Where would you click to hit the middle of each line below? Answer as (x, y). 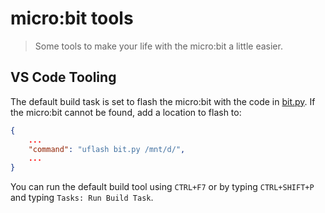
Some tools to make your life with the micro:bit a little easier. (158, 46)
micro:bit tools (72, 18)
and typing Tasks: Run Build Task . (82, 198)
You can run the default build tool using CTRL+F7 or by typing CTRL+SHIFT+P (162, 187)
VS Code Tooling (63, 77)
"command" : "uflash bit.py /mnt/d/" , (107, 149)
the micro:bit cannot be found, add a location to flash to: (126, 112)
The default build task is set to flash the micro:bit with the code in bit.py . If (163, 101)
